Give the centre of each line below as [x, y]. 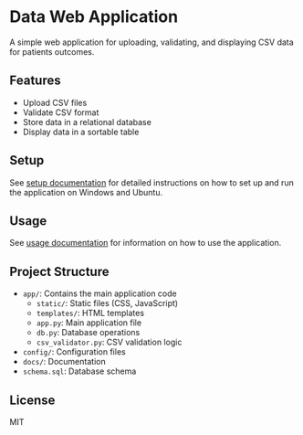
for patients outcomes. [52, 51]
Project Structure [59, 271]
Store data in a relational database [87, 122]
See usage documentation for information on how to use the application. [146, 243]
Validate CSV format [61, 112]
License [32, 400]
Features [35, 81]
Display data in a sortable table [81, 132]
